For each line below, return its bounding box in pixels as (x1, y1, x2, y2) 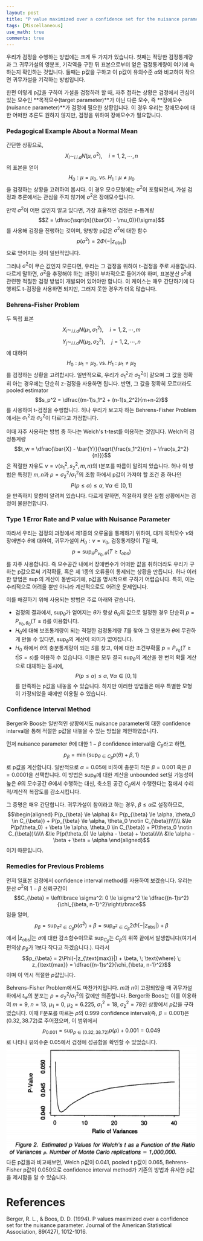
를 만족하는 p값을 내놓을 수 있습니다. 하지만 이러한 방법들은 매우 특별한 (14, 682, 181, 689)
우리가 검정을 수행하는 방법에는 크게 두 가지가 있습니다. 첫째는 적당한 (6, 53, 167, 60)
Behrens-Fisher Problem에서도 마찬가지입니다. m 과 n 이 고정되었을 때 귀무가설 (6, 984, 192, 991)
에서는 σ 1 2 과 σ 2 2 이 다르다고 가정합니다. (6, 413, 98, 422)
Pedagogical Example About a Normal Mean (6, 127, 138, 135)
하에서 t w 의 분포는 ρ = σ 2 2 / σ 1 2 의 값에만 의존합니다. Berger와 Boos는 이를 (6, 991, 181, 1001)
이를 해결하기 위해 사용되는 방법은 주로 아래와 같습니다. (6, 596, 135, 604)
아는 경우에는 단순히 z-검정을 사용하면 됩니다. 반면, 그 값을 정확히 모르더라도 (12, 379, 192, 387)
